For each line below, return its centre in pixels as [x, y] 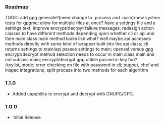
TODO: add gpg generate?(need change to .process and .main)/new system [82, 18]
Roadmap [17, 7]
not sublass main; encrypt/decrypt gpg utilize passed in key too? [71, 60]
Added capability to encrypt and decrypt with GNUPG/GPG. [73, 94]
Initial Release [27, 117]
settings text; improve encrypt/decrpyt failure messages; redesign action [80, 28]
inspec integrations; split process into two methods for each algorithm [77, 70]
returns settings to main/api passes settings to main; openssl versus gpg [79, 49]
